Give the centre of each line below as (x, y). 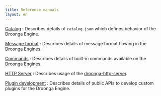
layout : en (16, 14)
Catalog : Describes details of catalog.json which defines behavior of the (80, 28)
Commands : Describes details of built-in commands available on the (76, 58)
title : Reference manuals (32, 10)
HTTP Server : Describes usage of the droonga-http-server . (66, 73)
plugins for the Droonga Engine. (38, 88)
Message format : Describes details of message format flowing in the (76, 43)
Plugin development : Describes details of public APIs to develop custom (80, 83)
